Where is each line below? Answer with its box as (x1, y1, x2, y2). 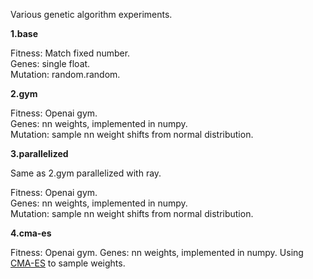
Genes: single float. (10, 58, 91, 69)
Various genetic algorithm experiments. (10, 9, 173, 20)
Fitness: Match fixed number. (10, 47, 131, 59)
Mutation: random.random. (10, 69, 121, 80)
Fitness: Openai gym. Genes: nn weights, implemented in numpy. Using (10, 247, 304, 258)
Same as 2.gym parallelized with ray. (10, 167, 162, 179)
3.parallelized (10, 148, 69, 159)
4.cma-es (10, 227, 52, 239)
